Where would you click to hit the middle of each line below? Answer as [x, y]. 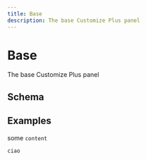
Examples [29, 121]
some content [28, 137]
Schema [26, 97]
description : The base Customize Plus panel [74, 20]
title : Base [25, 14]
